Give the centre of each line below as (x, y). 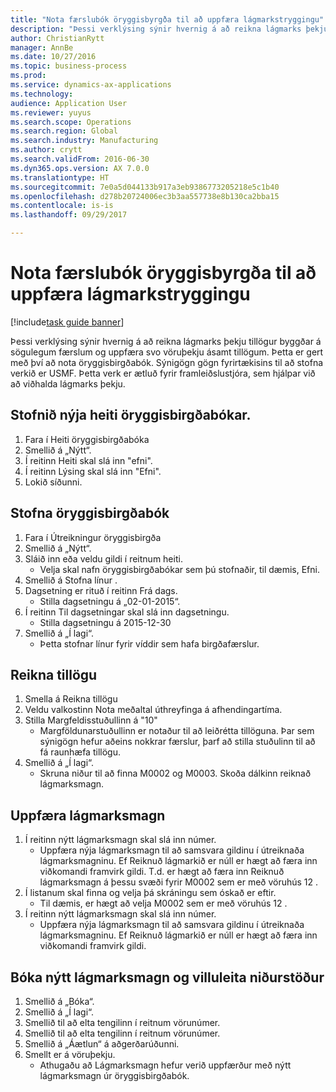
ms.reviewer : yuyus (51, 112)
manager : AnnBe (42, 47)
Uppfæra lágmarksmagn (88, 815)
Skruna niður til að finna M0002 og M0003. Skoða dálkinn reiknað (175, 773)
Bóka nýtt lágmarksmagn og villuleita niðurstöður (167, 977)
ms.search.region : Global (64, 131)
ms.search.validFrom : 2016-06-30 (80, 159)
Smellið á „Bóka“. (59, 1001)
